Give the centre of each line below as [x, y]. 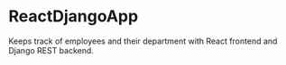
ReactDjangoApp [74, 16]
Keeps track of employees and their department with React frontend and [143, 41]
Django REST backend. [51, 50]
